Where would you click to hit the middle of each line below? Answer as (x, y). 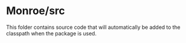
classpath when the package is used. (51, 33)
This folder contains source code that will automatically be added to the (93, 27)
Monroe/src (36, 11)
